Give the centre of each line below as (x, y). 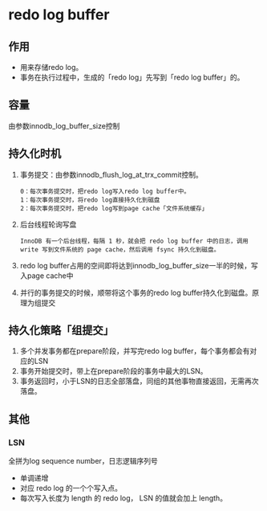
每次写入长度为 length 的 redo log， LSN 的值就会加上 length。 (123, 498)
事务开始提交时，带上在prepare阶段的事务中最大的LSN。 (113, 371)
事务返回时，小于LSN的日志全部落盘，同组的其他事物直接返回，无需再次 (139, 381)
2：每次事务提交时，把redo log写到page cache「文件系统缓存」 (114, 208)
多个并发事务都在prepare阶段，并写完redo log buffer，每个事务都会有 (135, 351)
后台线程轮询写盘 (48, 224)
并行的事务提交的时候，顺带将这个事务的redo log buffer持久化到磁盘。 (136, 292)
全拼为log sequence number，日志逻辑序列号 (83, 461)
